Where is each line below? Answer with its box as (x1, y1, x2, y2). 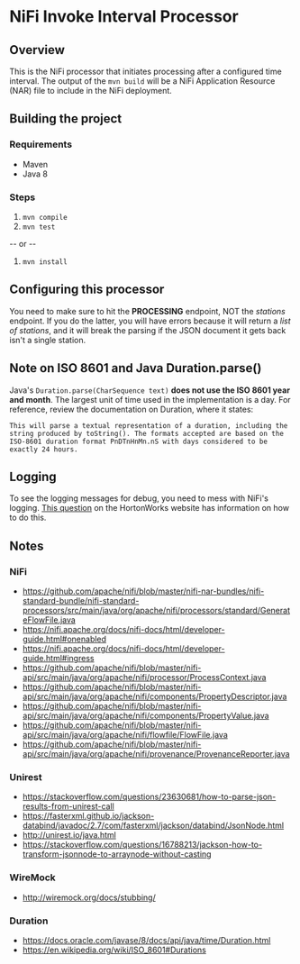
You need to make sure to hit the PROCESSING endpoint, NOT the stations (9, 305, 286, 316)
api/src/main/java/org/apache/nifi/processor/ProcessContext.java (22, 672, 267, 683)
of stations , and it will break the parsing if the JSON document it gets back (9, 324, 286, 335)
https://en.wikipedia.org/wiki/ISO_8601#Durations (22, 944, 207, 955)
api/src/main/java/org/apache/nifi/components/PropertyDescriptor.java (22, 691, 287, 702)
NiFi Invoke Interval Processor (9, 6, 239, 27)
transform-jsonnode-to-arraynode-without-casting (22, 849, 212, 859)
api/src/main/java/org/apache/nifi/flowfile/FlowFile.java (22, 730, 228, 741)
